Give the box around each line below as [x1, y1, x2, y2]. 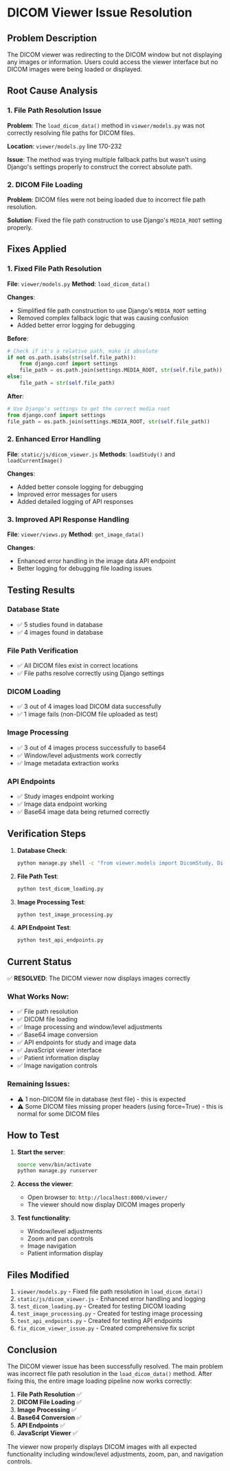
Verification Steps [7, 828, 87, 840]
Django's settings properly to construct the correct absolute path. [7, 162, 193, 171]
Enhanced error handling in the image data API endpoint [16, 557, 176, 565]
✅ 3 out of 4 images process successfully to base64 [16, 743, 166, 752]
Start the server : [16, 1147, 65, 1156]
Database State [7, 604, 60, 614]
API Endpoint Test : [16, 924, 71, 932]
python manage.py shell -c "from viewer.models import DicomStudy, [16, 859, 214, 867]
